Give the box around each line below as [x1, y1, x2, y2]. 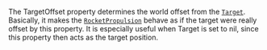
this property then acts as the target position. [8, 32, 159, 42]
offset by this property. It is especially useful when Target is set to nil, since [8, 24, 260, 33]
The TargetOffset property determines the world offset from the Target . [8, 7, 246, 16]
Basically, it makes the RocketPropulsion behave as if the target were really [8, 15, 257, 25]
